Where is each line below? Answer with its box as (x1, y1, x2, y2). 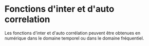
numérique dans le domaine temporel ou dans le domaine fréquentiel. (4, 35, 144, 41)
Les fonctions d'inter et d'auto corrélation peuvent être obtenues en (4, 30, 141, 36)
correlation (4, 14, 50, 25)
